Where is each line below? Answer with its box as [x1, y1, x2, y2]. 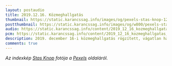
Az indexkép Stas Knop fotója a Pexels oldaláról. [5, 55, 108, 61]
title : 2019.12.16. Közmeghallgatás [5, 12, 83, 17]
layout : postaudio [5, 7, 45, 13]
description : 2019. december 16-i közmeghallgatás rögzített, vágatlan [5, 36, 161, 41]
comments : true [5, 41, 38, 46]
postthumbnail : [5, 21, 38, 27]
